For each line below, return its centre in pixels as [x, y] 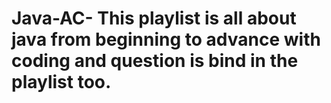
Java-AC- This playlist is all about [154, 18]
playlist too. [61, 82]
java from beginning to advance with [166, 39]
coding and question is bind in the [155, 61]
